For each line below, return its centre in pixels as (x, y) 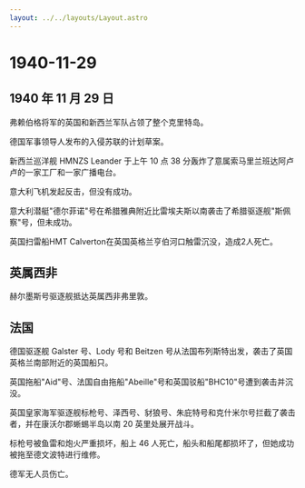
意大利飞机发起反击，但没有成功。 (73, 191)
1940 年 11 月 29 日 (62, 99)
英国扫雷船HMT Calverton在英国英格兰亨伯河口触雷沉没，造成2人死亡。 (144, 241)
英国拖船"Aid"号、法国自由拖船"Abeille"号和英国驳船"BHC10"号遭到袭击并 (148, 382)
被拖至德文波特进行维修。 (57, 454)
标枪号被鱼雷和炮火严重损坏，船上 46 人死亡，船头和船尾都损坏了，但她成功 (152, 443)
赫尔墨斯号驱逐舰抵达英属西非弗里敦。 (81, 296)
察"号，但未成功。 (43, 222)
